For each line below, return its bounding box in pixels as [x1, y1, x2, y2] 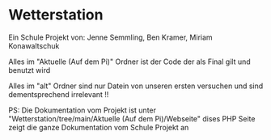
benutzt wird [8, 65, 51, 74]
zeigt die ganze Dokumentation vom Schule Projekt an [8, 122, 189, 132]
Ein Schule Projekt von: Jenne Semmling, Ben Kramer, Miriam [8, 32, 213, 42]
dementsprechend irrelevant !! [8, 89, 109, 99]
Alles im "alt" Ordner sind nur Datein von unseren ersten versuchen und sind [8, 81, 264, 91]
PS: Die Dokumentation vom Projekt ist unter [8, 105, 156, 115]
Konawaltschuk [8, 40, 60, 50]
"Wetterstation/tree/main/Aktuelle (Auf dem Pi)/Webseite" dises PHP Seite [8, 113, 256, 123]
